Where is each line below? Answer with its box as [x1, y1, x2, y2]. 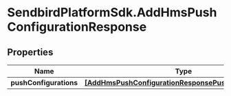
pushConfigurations [10, 78, 78, 87]
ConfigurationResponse [7, 19, 147, 35]
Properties [7, 46, 54, 58]
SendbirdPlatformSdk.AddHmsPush [7, 5, 217, 20]
